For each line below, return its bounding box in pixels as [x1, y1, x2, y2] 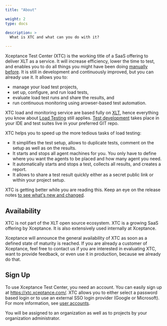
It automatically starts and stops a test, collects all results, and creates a [12, 161, 161, 167]
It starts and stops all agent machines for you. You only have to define [12, 150, 156, 156]
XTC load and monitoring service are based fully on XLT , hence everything [5, 110, 159, 116]
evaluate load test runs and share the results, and [12, 95, 114, 101]
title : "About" [5, 7, 37, 13]
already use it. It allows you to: [5, 74, 68, 80]
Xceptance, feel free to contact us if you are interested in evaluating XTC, [5, 245, 156, 251]
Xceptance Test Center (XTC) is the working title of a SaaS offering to [5, 53, 148, 59]
